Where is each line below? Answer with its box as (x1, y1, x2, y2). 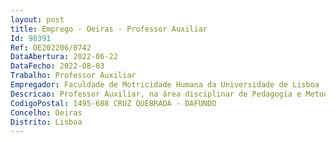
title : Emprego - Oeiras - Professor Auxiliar (10, 24, 208, 34)
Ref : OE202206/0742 (10, 42, 92, 53)
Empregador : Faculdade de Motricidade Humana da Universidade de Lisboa (10, 80, 320, 90)
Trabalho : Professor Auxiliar (10, 71, 137, 81)
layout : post (10, 14, 65, 25)
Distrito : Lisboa (10, 117, 83, 127)
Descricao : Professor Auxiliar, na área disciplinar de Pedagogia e (10, 89, 302, 99)
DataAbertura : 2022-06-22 (10, 52, 118, 62)
